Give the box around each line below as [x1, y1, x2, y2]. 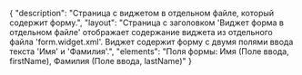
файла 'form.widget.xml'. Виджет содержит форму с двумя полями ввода [9, 36, 294, 47]
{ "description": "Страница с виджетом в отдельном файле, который [9, 8, 275, 18]
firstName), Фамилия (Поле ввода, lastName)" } [9, 56, 193, 66]
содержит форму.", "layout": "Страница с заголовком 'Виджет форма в [9, 17, 285, 28]
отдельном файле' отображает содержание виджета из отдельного [9, 27, 273, 37]
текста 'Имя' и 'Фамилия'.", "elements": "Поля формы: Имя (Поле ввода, [9, 46, 289, 57]
